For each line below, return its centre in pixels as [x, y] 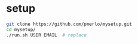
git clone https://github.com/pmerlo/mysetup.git [69, 24]
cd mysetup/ [21, 29]
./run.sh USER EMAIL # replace [46, 35]
